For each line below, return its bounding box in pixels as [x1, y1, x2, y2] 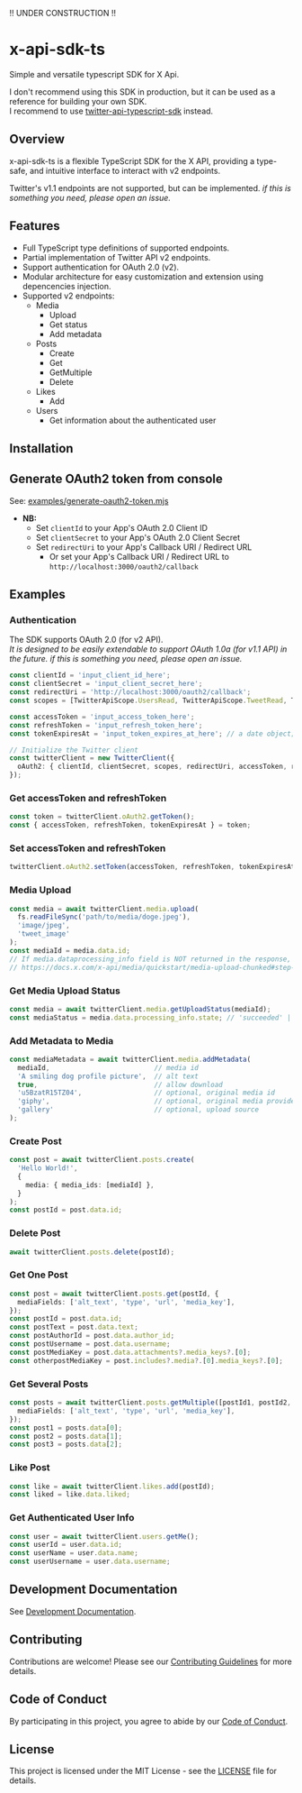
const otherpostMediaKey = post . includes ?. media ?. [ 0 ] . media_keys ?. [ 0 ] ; [9, 1356, 283, 1365]
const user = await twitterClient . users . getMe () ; [9, 1532, 200, 1541]
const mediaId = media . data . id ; [9, 946, 130, 955]
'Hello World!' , [17, 1164, 78, 1173]
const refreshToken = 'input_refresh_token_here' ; [9, 720, 203, 729]
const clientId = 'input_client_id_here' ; [9, 671, 171, 680]
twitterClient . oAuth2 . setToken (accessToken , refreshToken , [9, 863, 235, 872]
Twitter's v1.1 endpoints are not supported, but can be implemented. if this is [9, 182, 292, 193]
